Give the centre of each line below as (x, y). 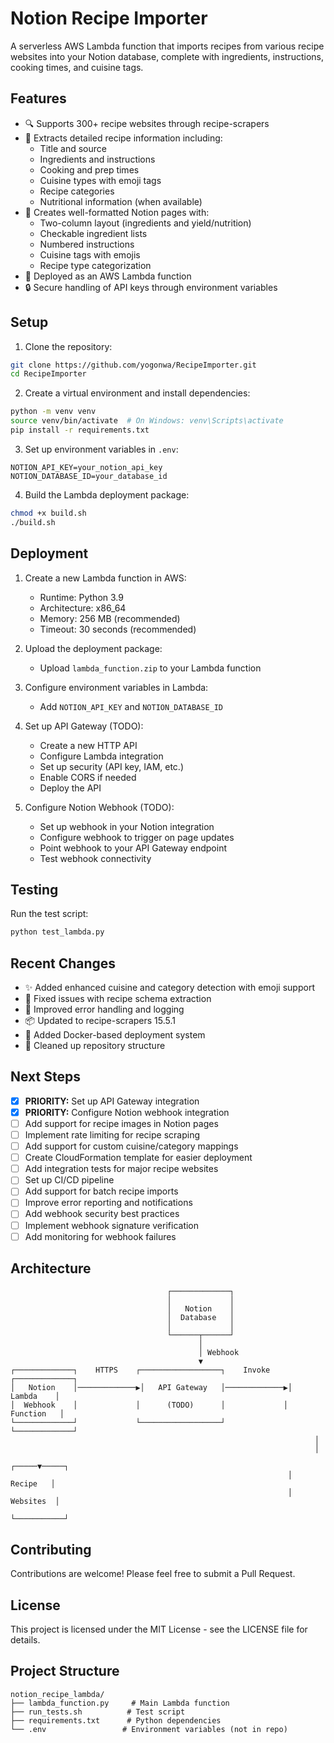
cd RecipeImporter (48, 374)
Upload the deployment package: (93, 648)
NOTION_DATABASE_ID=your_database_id (89, 476)
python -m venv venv (53, 412)
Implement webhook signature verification (112, 1225)
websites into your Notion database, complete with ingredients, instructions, (167, 56)
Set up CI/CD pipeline (69, 1180)
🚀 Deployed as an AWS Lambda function (108, 276)
